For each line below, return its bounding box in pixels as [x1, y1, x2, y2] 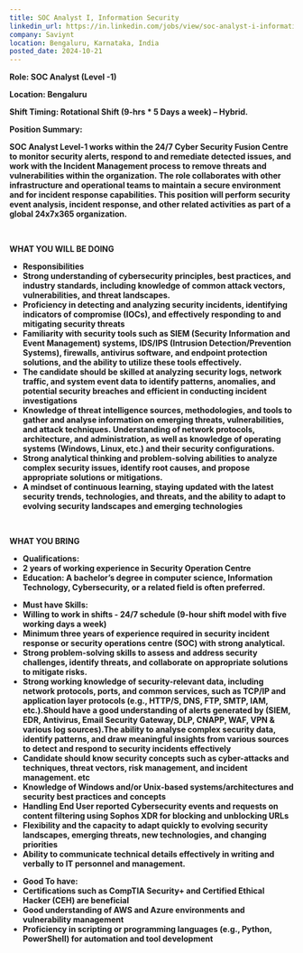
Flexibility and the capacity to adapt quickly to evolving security [22, 820, 269, 831]
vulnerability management [22, 914, 124, 925]
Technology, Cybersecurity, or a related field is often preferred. [22, 582, 266, 593]
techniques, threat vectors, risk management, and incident [22, 763, 248, 773]
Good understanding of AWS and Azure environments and [22, 904, 245, 916]
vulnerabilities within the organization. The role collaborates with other [9, 171, 281, 181]
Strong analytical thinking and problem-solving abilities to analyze [22, 453, 278, 464]
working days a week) [22, 619, 107, 630]
